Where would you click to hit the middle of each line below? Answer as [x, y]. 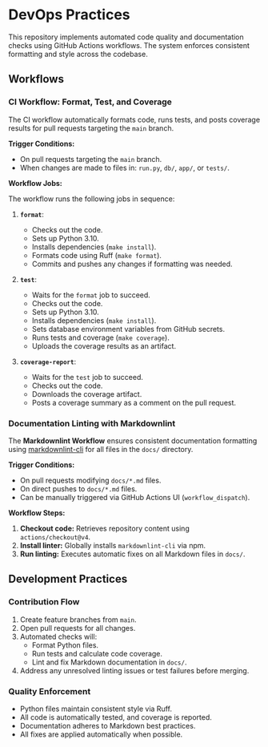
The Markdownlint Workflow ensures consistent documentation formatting [133, 440]
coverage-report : [48, 361]
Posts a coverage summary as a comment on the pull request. [134, 402]
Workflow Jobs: [35, 183]
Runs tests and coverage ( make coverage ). [100, 337]
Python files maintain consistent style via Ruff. [96, 709]
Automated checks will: [58, 636]
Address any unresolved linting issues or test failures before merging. [134, 670]
